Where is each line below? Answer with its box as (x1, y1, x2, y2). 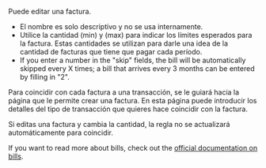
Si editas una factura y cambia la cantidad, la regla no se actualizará (8, 120, 230, 129)
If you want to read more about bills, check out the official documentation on (8, 144, 258, 152)
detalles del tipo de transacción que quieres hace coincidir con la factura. (8, 104, 248, 114)
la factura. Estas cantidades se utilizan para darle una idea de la (19, 39, 228, 48)
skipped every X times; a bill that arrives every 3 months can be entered (19, 64, 255, 73)
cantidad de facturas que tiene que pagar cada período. (19, 47, 203, 56)
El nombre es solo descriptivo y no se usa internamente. (19, 22, 203, 31)
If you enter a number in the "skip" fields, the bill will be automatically (19, 55, 246, 65)
